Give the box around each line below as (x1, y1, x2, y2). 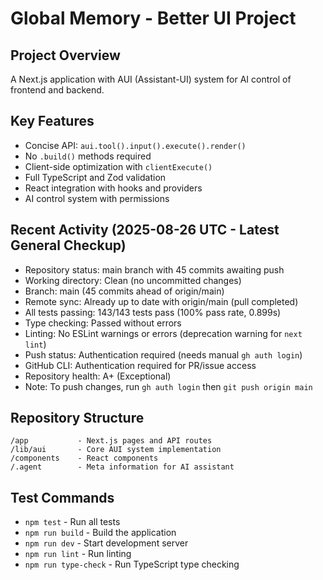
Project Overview (10, 47, 121, 64)
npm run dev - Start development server (24, 537, 189, 549)
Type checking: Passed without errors (24, 317, 182, 329)
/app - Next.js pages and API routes (10, 436, 213, 446)
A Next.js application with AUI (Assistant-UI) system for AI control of (10, 73, 292, 85)
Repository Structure (10, 410, 145, 427)
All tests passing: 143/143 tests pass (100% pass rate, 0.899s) (24, 306, 282, 318)
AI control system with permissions (24, 192, 170, 204)
